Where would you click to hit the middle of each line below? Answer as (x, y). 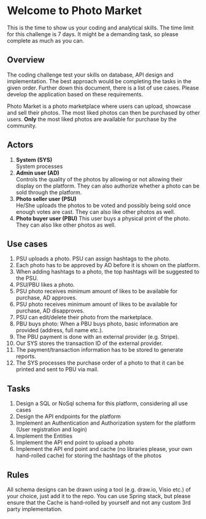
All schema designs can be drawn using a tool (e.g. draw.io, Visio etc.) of (99, 490)
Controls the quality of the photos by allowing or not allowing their (99, 179)
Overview (26, 60)
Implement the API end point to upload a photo (75, 442)
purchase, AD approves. (46, 298)
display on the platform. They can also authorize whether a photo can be (108, 186)
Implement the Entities (44, 436)
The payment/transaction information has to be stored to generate (99, 350)
